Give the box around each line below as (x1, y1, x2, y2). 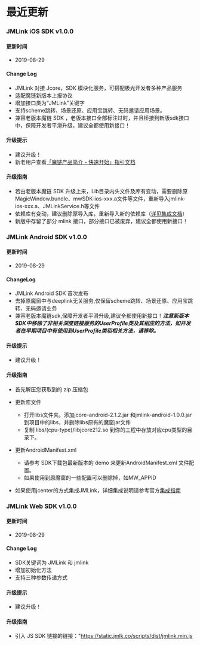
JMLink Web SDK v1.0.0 (6, 502, 77, 510)
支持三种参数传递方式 (14, 574, 67, 581)
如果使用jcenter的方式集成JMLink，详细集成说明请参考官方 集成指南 (14, 486, 181, 494)
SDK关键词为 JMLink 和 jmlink (14, 559, 89, 566)
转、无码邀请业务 (14, 305, 57, 312)
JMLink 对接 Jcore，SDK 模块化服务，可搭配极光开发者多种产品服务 (14, 84, 183, 92)
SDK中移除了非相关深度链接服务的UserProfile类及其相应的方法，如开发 (14, 320, 191, 327)
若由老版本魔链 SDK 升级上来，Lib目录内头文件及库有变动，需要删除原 (14, 187, 188, 194)
